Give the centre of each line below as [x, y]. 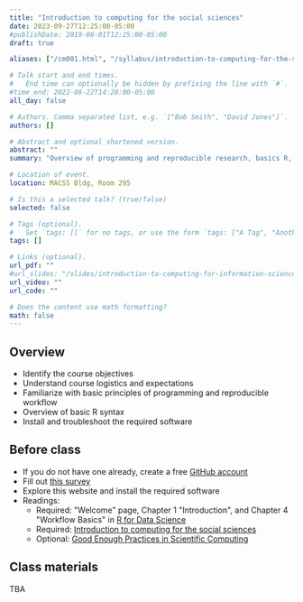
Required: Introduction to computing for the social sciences [146, 529]
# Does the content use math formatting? [88, 307]
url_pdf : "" [32, 266]
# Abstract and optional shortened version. [94, 142]
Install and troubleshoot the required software [107, 421]
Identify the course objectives [78, 374]
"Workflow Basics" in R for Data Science [111, 519]
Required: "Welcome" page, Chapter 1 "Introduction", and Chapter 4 [162, 510]
